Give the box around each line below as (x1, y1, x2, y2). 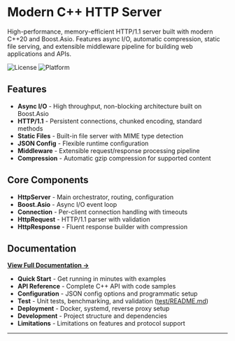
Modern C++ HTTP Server (7, 4, 162, 20)
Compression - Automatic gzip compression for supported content (17, 154, 211, 162)
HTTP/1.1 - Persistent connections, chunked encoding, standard (17, 117, 202, 125)
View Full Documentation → (7, 261, 90, 270)
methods (17, 124, 43, 133)
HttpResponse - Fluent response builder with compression (17, 222, 187, 231)
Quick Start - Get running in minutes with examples (17, 275, 166, 283)
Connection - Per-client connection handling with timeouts (17, 208, 187, 216)
